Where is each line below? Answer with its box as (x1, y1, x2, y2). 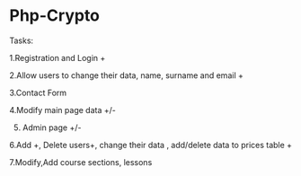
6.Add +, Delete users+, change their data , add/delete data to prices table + (9, 139, 293, 150)
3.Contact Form (9, 87, 67, 98)
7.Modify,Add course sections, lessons (9, 156, 153, 167)
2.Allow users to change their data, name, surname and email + (9, 69, 244, 81)
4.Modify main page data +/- (9, 104, 117, 115)
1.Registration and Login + (9, 52, 106, 63)
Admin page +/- (22, 122, 82, 133)
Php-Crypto (9, 5, 101, 26)
